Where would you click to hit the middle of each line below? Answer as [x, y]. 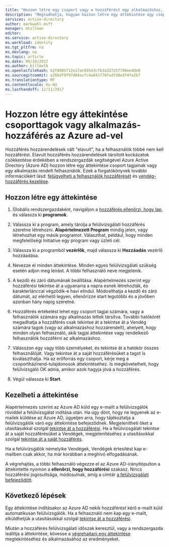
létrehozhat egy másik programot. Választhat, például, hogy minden [82, 235]
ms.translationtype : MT [30, 80]
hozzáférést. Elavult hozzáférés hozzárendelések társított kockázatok [77, 155]
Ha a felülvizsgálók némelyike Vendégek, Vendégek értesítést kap [74, 449]
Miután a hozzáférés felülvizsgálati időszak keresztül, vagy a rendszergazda [84, 528]
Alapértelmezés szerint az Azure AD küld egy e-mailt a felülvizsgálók [77, 407]
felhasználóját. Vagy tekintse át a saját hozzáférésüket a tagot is [79, 353]
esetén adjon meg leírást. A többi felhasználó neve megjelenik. [77, 271]
